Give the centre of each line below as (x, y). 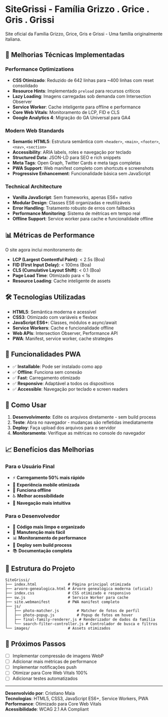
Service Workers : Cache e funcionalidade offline (63, 328)
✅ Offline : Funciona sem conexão (47, 372)
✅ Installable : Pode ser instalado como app (57, 366)
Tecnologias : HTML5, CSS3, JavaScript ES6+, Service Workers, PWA (77, 698)
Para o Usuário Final (30, 466)
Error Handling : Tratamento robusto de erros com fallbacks (74, 208)
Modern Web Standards (35, 131)
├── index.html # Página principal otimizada (68, 584)
